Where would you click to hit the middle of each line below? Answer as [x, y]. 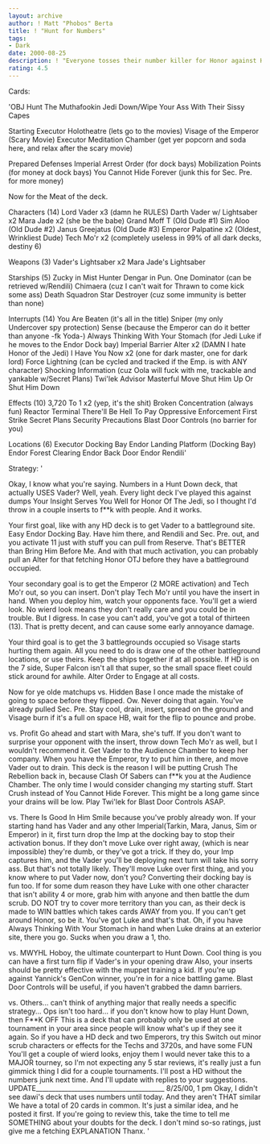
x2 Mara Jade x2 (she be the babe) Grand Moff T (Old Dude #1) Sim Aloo [129, 220]
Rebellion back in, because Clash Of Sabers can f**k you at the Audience [130, 776]
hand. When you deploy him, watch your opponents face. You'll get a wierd [133, 600]
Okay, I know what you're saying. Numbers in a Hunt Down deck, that [123, 483]
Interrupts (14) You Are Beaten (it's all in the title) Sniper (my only [116, 318]
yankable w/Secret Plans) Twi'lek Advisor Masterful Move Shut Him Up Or [131, 379]
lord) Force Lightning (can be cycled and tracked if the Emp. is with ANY [128, 361]
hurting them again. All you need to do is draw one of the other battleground [135, 650]
